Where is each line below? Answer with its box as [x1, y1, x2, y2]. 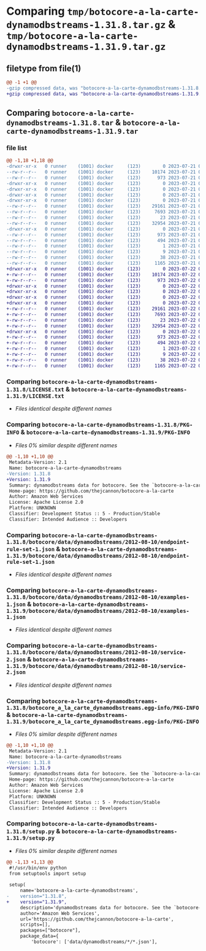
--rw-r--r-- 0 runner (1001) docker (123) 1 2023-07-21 [6, 243, 196, 249]
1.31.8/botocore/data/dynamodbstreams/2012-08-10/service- [6, 649, 186, 656]
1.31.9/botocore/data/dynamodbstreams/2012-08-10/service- [6, 663, 186, 670]
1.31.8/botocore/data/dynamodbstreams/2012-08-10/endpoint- [6, 538, 190, 545]
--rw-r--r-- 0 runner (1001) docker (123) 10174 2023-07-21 [6, 169, 196, 175]
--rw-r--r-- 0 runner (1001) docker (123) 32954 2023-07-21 [6, 220, 196, 226]
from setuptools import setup [9, 870, 86, 877]
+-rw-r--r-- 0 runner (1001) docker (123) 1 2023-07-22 [6, 346, 196, 352]
